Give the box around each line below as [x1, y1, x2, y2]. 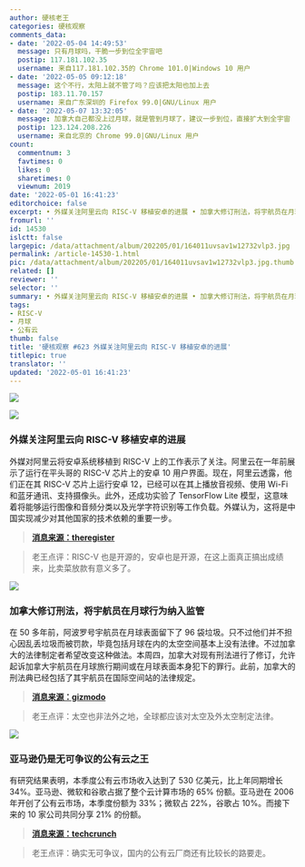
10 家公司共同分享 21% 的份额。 [26, 809, 147, 820]
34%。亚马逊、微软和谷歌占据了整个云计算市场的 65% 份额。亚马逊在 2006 [9, 786, 294, 797]
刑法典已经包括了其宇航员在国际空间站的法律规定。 [9, 672, 201, 683]
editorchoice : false [9, 199, 88, 209]
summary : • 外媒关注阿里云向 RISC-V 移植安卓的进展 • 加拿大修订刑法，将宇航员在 [9, 291, 289, 300]
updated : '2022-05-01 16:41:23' [9, 368, 132, 377]
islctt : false [9, 232, 64, 241]
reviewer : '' [9, 275, 59, 284]
